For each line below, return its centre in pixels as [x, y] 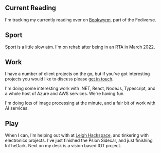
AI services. [17, 108]
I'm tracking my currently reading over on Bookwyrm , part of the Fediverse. [81, 19]
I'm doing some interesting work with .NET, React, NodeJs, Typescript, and [80, 88]
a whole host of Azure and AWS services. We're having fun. [65, 94]
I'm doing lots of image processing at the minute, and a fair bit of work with [80, 103]
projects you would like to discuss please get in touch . [59, 79]
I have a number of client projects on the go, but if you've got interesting [78, 74]
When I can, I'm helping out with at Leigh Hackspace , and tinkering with [77, 135]
